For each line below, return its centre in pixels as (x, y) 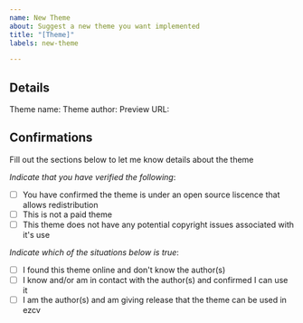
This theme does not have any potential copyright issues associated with (158, 224)
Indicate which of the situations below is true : (94, 252)
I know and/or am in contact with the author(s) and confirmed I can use (155, 280)
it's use (36, 235)
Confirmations (51, 138)
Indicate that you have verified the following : (93, 176)
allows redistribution (60, 204)
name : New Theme (40, 18)
